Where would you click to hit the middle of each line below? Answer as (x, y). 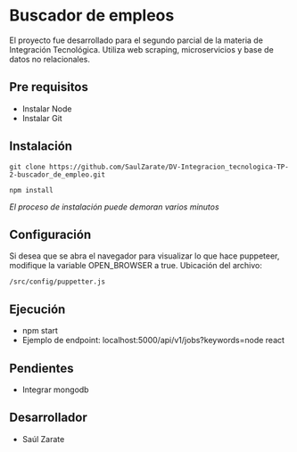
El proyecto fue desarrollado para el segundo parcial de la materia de (136, 40)
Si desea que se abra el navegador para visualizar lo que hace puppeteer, (144, 256)
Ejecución (37, 309)
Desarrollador (48, 418)
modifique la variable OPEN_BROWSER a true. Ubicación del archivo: (136, 266)
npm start (40, 331)
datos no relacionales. (50, 59)
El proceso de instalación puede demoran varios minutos (115, 207)
